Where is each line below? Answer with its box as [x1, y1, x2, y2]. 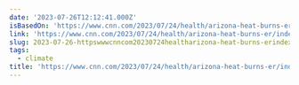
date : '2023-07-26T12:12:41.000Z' [9, 12, 138, 22]
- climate [17, 54, 53, 63]
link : [9, 29, 29, 38]
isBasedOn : [9, 21, 50, 30]
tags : [9, 46, 29, 55]
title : [9, 63, 34, 72]
